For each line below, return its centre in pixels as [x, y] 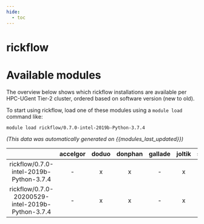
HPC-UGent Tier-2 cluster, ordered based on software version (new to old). [100, 98]
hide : [13, 12]
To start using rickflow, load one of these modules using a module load [94, 110]
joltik [184, 154]
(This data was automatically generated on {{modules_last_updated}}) [95, 139]
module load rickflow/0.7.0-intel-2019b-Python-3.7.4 [76, 128]
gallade [160, 154]
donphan [130, 154]
